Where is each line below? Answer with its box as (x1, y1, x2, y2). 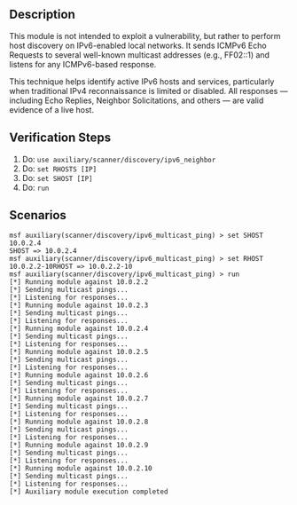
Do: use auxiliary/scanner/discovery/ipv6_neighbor (21, 154, 216, 164)
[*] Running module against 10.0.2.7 (9, 394, 149, 403)
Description (9, 7, 75, 22)
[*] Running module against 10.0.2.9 (9, 441, 149, 450)
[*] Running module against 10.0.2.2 (9, 278, 149, 287)
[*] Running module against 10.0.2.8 (9, 417, 149, 427)
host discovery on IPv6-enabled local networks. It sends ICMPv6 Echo (9, 40, 268, 51)
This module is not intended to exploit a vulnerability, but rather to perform (9, 30, 281, 41)
